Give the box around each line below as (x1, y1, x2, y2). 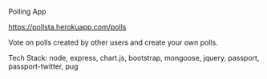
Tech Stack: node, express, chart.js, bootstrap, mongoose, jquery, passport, (8, 53, 260, 62)
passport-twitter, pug (8, 61, 79, 71)
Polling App (8, 7, 47, 16)
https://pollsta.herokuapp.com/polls (8, 22, 127, 31)
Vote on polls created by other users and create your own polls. (8, 38, 218, 47)
